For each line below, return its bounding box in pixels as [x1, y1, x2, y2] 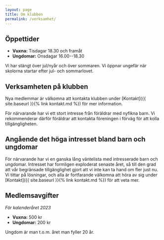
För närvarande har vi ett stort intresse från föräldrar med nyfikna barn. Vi [5, 110, 155, 116]
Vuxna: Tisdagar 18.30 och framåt [12, 48, 82, 54]
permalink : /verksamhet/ [5, 16, 56, 21]
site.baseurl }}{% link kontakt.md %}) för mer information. [5, 101, 123, 106]
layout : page [5, 7, 32, 12]
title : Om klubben [5, 12, 43, 17]
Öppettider [5, 35, 40, 43]
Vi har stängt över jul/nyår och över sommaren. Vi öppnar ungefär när [5, 63, 147, 69]
